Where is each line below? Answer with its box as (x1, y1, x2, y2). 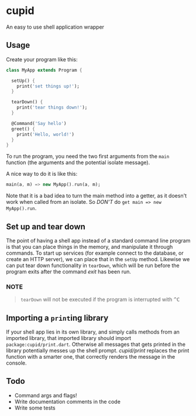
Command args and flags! (14, 391, 77, 398)
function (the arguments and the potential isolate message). (6, 159, 150, 166)
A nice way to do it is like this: (6, 171, 78, 178)
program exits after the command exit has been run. (6, 268, 132, 275)
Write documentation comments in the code (14, 398, 121, 405)
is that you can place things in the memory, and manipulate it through (6, 243, 173, 250)
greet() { (11, 126, 35, 132)
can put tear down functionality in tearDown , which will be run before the (6, 262, 180, 269)
